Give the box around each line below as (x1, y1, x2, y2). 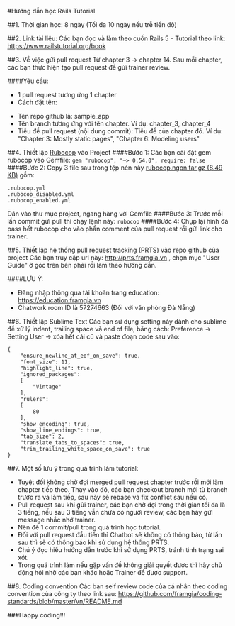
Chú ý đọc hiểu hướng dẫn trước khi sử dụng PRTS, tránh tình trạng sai (17, 546, 224, 554)
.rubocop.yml (7, 185, 46, 192)
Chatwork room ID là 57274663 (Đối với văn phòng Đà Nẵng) (17, 304, 196, 312)
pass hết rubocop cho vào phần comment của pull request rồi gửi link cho (7, 224, 223, 233)
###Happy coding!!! (7, 611, 66, 619)
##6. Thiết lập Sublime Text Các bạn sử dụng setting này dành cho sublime (7, 317, 227, 326)
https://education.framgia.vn (17, 296, 101, 304)
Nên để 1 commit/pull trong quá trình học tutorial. (17, 523, 161, 532)
